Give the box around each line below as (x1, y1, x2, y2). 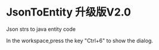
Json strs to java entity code (6, 25, 76, 33)
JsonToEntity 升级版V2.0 (6, 5, 131, 19)
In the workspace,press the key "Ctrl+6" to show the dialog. (6, 37, 154, 44)
